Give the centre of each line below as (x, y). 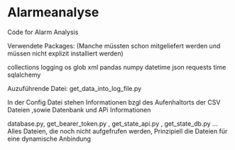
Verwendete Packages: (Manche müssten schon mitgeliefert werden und (114, 45)
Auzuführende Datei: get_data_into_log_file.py (75, 88)
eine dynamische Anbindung (49, 139)
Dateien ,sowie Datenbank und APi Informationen (79, 109)
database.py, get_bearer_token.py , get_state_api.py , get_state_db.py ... (113, 123)
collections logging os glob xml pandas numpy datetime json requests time (117, 67)
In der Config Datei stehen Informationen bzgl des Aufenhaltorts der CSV (114, 102)
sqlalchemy (24, 75)
